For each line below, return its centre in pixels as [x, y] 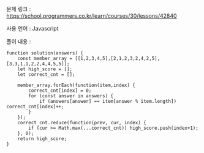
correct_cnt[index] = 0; [60, 91]
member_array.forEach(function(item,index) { [77, 85]
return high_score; [42, 139]
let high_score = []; [45, 69]
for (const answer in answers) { [71, 96]
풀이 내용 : [19, 41]
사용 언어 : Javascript [33, 28]
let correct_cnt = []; [46, 75]
